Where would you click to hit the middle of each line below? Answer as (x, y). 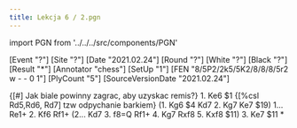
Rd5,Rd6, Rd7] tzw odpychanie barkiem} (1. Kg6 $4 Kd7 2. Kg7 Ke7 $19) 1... (146, 105)
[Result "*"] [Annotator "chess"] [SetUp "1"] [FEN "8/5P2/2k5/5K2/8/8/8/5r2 (149, 69)
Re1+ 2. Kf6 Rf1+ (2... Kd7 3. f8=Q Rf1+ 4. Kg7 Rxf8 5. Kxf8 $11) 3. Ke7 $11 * (147, 114)
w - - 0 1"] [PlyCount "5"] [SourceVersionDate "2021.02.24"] (120, 78)
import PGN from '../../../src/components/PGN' (94, 42)
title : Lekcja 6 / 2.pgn (55, 17)
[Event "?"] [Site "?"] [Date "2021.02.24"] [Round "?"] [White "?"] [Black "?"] (148, 59)
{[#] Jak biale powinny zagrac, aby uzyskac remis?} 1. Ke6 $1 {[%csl (134, 95)
